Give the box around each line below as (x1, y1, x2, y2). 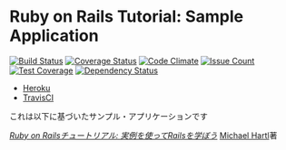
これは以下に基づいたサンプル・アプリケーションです (9, 110, 209, 121)
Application (9, 25, 99, 46)
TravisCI (22, 92, 54, 103)
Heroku (22, 82, 51, 93)
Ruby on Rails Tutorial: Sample (9, 6, 243, 27)
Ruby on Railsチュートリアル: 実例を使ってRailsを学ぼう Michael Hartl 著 (9, 129, 278, 141)
